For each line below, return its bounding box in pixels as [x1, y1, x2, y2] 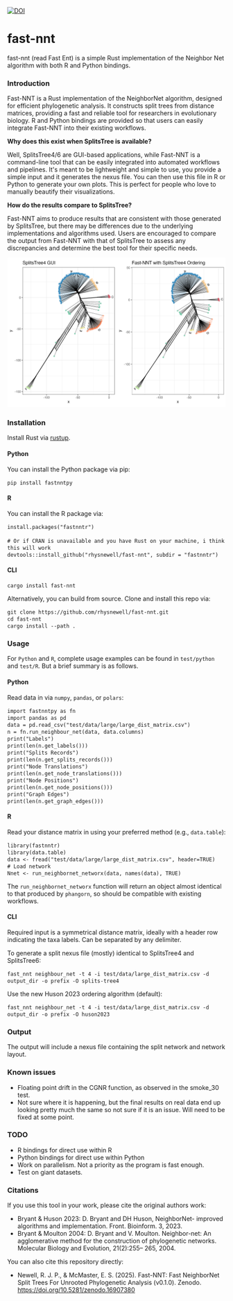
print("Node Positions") [7, 777, 79, 784]
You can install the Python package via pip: [7, 465, 130, 473]
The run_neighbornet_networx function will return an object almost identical [7, 882, 222, 890]
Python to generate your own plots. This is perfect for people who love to [7, 181, 216, 189]
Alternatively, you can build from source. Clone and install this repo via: [7, 594, 211, 603]
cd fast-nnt [7, 616, 42, 623]
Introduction [7, 78, 50, 88]
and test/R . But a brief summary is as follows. [7, 662, 139, 670]
